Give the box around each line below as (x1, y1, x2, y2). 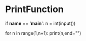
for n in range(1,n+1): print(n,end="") (5, 30, 81, 36)
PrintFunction (5, 4, 64, 15)
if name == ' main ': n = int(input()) (5, 20, 76, 26)
